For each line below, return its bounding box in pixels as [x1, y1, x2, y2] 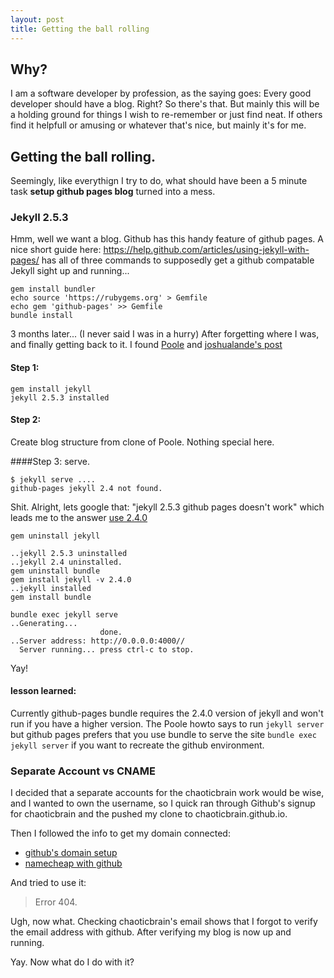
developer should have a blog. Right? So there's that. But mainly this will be [10, 98, 320, 110]
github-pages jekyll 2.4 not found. [10, 483, 163, 493]
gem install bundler [10, 284, 97, 295]
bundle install [10, 311, 74, 321]
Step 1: [10, 362, 40, 374]
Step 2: [10, 414, 42, 426]
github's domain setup [24, 847, 118, 859]
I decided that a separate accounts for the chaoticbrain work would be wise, [10, 787, 325, 799]
